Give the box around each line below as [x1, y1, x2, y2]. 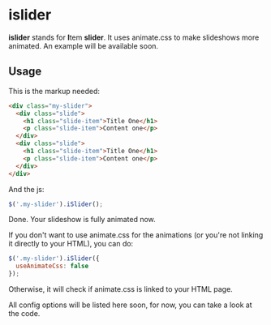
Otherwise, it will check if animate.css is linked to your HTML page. [8, 284, 233, 293]
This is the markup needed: [8, 86, 100, 96]
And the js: [8, 184, 45, 194]
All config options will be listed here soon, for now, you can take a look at [8, 300, 253, 310]
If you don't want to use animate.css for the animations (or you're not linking [8, 230, 264, 240]
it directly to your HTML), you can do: [8, 239, 134, 249]
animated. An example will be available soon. [8, 41, 159, 50]
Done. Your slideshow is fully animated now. [8, 215, 156, 225]
